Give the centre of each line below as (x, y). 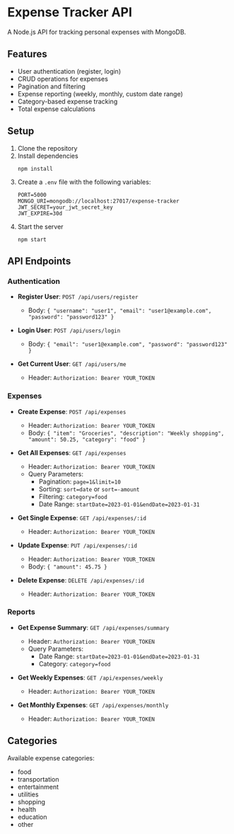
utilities (28, 794)
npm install (35, 168)
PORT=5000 (32, 195)
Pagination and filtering (52, 86)
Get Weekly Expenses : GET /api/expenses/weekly (90, 678)
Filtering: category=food (73, 496)
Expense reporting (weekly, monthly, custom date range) (100, 93)
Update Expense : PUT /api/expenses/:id (77, 545)
